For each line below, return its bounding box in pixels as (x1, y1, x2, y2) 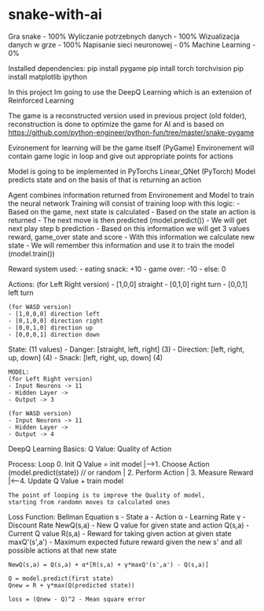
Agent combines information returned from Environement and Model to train (8, 190, 255, 199)
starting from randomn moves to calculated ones (8, 498, 170, 506)
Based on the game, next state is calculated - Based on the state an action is (8, 207, 256, 216)
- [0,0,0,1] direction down (8, 330, 101, 338)
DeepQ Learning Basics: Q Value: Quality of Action (8, 444, 172, 453)
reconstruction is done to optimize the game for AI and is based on (8, 119, 225, 129)
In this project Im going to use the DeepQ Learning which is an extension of (8, 87, 252, 96)
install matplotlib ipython (8, 72, 88, 81)
